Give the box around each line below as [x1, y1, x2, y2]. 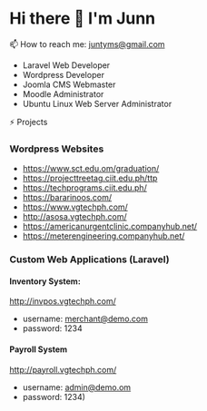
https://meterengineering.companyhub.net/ [22, 230, 185, 241]
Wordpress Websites [9, 142, 104, 155]
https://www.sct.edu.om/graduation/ [22, 163, 160, 174]
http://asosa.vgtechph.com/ [22, 211, 127, 222]
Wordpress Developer [22, 69, 104, 80]
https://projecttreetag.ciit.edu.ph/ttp [22, 172, 158, 184]
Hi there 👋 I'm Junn [9, 8, 156, 29]
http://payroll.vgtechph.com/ [9, 364, 117, 375]
